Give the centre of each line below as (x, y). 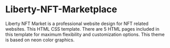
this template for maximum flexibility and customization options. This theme (85, 34)
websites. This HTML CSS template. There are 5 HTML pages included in (82, 29)
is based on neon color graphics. (40, 40)
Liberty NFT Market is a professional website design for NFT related (77, 23)
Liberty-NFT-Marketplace (61, 9)
